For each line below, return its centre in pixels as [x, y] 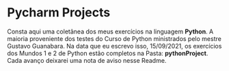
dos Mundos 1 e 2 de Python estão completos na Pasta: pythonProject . [108, 53]
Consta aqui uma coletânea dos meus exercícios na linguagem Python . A [110, 31]
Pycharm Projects [59, 13]
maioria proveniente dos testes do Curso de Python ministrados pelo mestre [114, 38]
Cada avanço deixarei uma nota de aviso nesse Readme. [87, 60]
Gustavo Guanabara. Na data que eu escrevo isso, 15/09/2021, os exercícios [114, 46]
